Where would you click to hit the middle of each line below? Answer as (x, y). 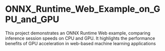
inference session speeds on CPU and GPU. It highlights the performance (80, 38)
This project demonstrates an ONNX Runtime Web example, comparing (78, 33)
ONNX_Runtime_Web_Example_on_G (83, 9)
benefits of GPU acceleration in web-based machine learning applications (81, 43)
